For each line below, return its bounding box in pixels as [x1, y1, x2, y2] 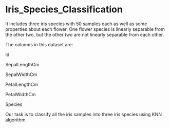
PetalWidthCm [5, 91, 36, 97]
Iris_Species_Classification [5, 4, 123, 15]
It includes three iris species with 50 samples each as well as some [5, 21, 147, 27]
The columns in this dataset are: [5, 41, 73, 47]
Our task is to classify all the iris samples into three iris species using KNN [5, 111, 162, 117]
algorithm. [5, 117, 27, 123]
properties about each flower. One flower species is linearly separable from [5, 26, 165, 32]
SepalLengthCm [5, 61, 40, 67]
